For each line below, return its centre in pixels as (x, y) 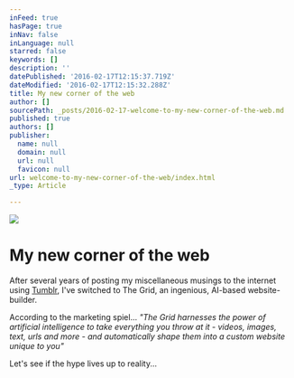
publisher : (30, 136)
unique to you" (37, 346)
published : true (40, 118)
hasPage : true (36, 26)
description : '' (40, 69)
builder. (23, 300)
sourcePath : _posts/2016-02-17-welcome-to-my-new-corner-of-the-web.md (147, 110)
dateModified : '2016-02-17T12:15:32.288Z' (90, 85)
